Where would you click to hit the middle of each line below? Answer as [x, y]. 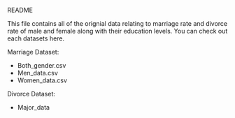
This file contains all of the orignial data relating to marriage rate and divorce [117, 23]
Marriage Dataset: [33, 52]
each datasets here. [36, 38]
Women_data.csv [42, 80]
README [20, 10]
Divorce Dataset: [31, 94]
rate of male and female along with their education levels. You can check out [117, 31]
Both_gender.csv [42, 65]
